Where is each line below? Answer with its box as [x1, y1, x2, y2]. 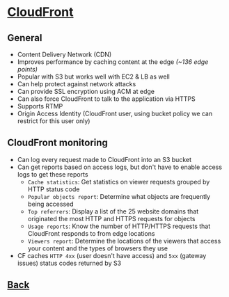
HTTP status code [27, 185, 80, 193]
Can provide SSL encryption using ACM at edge [17, 88, 155, 95]
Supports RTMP [17, 102, 63, 110]
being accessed [27, 200, 74, 208]
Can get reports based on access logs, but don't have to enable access [17, 163, 223, 171]
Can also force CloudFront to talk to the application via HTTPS [17, 95, 196, 103]
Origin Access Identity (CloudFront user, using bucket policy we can [17, 109, 213, 118]
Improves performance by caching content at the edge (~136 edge [17, 58, 209, 66]
